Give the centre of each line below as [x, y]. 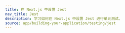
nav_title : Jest [22, 14]
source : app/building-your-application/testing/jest [61, 23]
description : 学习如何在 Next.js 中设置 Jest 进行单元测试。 [64, 18]
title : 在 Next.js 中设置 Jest [36, 9]
